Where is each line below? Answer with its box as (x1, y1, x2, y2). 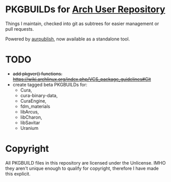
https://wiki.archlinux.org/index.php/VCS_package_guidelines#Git (12, 76, 152, 82)
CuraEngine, (20, 98, 47, 104)
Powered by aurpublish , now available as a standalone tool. (5, 36, 130, 42)
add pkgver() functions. (12, 71, 63, 77)
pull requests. (5, 26, 34, 32)
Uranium (20, 125, 39, 131)
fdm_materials (20, 103, 51, 109)
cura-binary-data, (20, 92, 58, 98)
